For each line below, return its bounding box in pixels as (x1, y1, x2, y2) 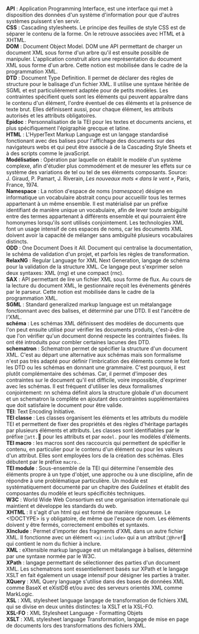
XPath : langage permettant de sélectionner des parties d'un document (6, 559, 181, 566)
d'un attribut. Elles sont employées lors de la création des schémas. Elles (6, 452, 184, 459)
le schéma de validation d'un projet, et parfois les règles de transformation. (6, 251, 190, 257)
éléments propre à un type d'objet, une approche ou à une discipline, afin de (6, 471, 193, 478)
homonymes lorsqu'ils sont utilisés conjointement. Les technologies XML (6, 219, 184, 226)
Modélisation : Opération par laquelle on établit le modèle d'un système (6, 156, 182, 163)
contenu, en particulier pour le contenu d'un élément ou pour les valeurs (6, 446, 183, 453)
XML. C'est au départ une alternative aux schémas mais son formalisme (6, 351, 182, 358)
